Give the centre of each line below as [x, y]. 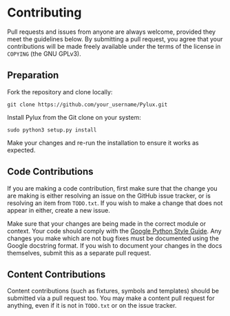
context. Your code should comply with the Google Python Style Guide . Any [114, 231]
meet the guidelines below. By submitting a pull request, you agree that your [115, 39]
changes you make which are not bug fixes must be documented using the [113, 238]
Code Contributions [51, 172]
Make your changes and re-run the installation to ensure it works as [103, 143]
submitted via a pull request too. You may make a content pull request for [111, 298]
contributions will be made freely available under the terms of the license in [114, 46]
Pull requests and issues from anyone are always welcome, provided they [111, 32]
